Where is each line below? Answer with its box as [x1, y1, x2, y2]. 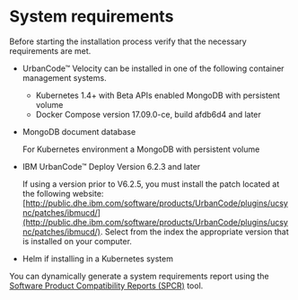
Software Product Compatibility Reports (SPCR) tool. [9, 280, 204, 291]
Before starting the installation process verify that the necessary [9, 36, 247, 47]
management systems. [22, 72, 107, 83]
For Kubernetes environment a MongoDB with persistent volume [22, 144, 260, 154]
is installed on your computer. [22, 235, 133, 246]
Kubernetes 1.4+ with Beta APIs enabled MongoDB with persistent [35, 90, 281, 101]
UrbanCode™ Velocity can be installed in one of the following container [22, 63, 285, 74]
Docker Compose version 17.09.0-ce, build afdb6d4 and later [35, 109, 262, 119]
